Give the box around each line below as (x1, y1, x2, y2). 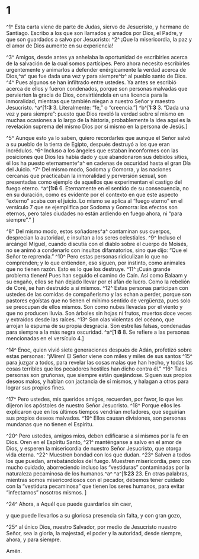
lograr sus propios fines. (6, 384, 66, 391)
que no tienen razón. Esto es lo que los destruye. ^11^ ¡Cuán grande (6, 265, 171, 273)
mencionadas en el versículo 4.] (6, 334, 84, 341)
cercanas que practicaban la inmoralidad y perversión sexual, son (6, 172, 167, 179)
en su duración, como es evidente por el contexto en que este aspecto (6, 191, 179, 198)
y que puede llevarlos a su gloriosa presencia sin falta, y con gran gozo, (6, 512, 182, 519)
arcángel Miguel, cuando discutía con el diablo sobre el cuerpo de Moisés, (6, 240, 188, 247)
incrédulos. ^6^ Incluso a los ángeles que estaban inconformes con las (6, 146, 179, 154)
